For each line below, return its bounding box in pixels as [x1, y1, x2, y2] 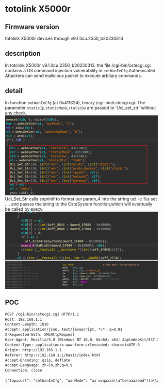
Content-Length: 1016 [5, 322, 49, 327]
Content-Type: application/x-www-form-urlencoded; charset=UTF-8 [5, 342, 140, 347]
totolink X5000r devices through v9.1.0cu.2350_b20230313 [5, 35, 124, 41]
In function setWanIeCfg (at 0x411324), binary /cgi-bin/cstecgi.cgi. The [5, 99, 146, 105]
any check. [5, 110, 27, 116]
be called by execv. [5, 206, 44, 212]
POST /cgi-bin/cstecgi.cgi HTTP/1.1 [5, 311, 79, 317]
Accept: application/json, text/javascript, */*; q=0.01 [5, 327, 123, 332]
